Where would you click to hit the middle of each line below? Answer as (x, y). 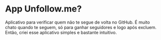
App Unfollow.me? (43, 9)
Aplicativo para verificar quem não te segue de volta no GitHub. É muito (78, 22)
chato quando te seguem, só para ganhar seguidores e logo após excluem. (81, 27)
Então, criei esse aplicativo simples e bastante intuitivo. (61, 32)
